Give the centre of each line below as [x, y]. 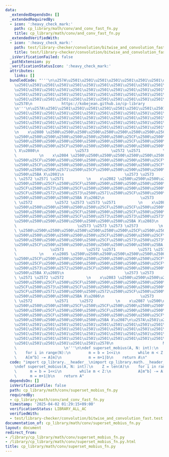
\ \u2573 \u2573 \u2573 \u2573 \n [89, 226]
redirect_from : [21, 432]
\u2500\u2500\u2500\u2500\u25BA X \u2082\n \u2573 [84, 197]
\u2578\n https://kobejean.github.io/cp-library [79, 104]
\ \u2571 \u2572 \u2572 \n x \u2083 [65, 277]
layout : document [23, 428]
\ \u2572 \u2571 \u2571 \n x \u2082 [65, 179]
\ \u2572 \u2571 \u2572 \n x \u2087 [79, 301]
